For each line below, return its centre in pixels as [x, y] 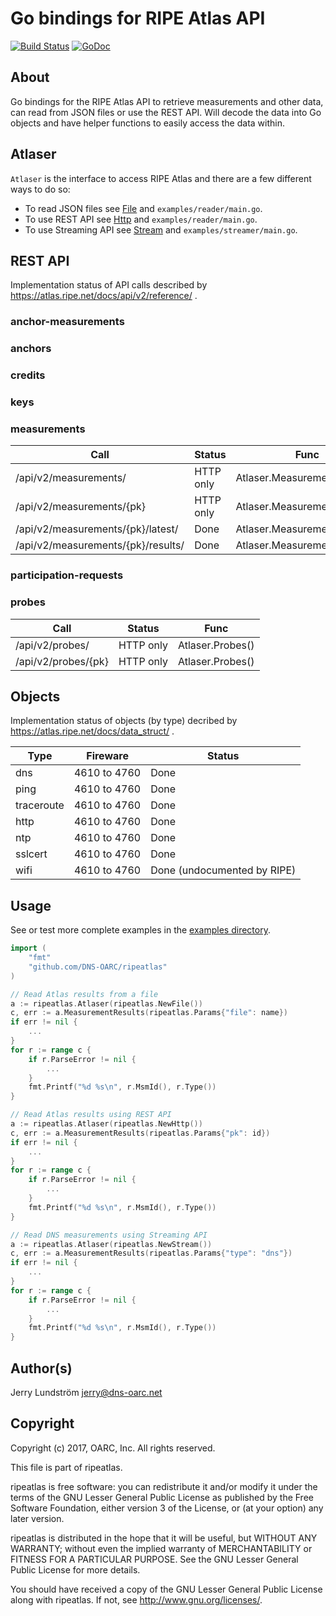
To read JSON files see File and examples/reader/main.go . [143, 208]
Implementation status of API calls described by [109, 285]
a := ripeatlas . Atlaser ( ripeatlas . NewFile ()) [106, 1003]
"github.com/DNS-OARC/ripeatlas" [98, 967]
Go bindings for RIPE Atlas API [138, 18]
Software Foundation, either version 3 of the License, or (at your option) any [167, 1508]
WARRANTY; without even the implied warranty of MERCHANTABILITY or [161, 1548]
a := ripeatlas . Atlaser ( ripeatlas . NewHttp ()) [106, 1124]
